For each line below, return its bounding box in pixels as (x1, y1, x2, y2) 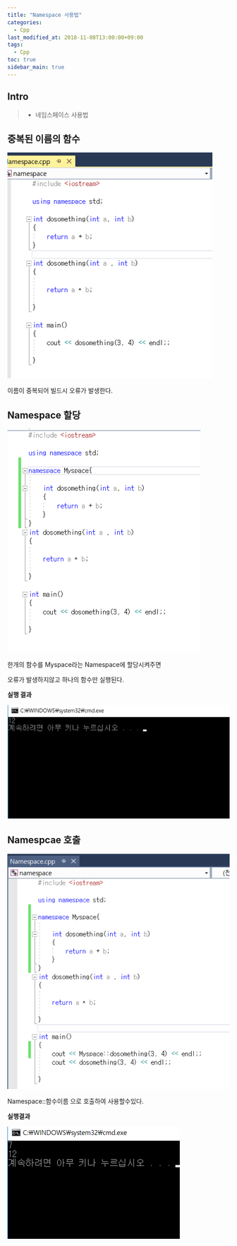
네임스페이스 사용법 (35, 110, 89, 119)
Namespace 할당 (7, 409, 81, 421)
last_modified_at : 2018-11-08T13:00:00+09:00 (7, 34, 143, 41)
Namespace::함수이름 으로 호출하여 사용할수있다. (7, 1097, 144, 1105)
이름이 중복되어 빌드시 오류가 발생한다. (7, 386, 113, 395)
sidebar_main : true (7, 64, 65, 71)
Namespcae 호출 (7, 834, 81, 846)
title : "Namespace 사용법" (7, 11, 83, 18)
